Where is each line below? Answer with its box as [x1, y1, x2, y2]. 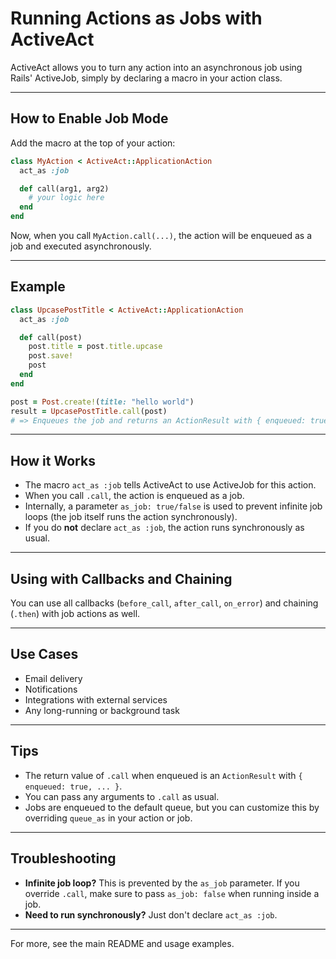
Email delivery [24, 672, 83, 684]
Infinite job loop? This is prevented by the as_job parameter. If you [24, 877, 300, 889]
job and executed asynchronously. [10, 240, 152, 252]
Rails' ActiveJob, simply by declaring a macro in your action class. [10, 72, 283, 84]
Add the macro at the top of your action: [10, 137, 176, 149]
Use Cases [10, 646, 79, 663]
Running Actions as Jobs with [10, 7, 263, 30]
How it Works [10, 452, 96, 469]
